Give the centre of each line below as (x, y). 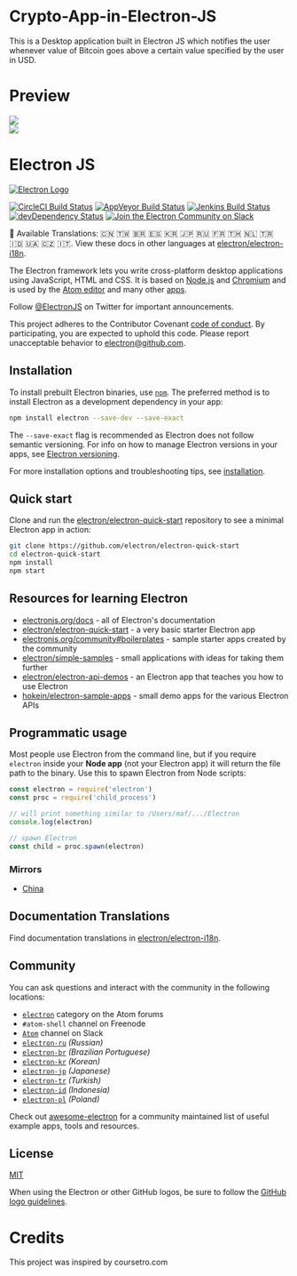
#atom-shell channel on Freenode (84, 1023)
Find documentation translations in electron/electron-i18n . (115, 938)
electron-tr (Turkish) (62, 1080)
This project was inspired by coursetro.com (89, 1262)
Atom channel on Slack (63, 1032)
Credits (37, 1237)
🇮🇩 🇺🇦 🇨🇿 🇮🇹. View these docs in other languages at (112, 243)
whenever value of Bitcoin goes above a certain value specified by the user (147, 50)
